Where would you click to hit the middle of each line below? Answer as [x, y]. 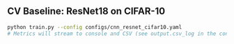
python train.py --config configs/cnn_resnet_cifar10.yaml [95, 27]
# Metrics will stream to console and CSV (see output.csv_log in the [112, 34]
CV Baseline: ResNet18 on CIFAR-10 [86, 11]
